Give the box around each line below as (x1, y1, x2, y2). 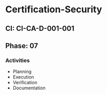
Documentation (12, 85, 46, 91)
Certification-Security (5, 4, 102, 15)
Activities (5, 56, 30, 64)
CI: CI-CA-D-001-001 (5, 24, 75, 33)
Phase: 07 (5, 41, 39, 50)
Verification (12, 80, 38, 86)
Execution (12, 74, 34, 80)
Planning (12, 68, 32, 75)
